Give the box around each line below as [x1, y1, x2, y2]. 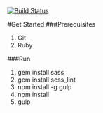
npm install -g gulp [17, 83, 72, 91]
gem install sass [17, 68, 64, 76]
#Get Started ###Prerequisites [7, 20, 96, 28]
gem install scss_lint [17, 75, 76, 84]
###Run [7, 54, 31, 63]
